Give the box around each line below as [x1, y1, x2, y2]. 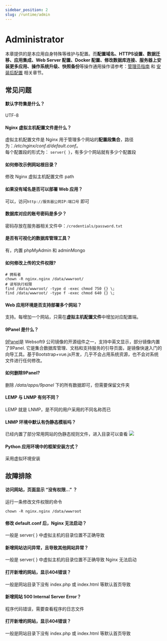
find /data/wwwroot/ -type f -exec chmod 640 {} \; [5, 291, 115, 296]
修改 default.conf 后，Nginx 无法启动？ [5, 520, 87, 526]
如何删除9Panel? [5, 370, 40, 376]
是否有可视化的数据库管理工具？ [5, 235, 71, 241]
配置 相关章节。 [13, 70, 46, 76]
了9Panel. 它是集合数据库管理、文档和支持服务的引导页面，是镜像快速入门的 [5, 345, 162, 351]
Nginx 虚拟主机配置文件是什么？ [5, 124, 71, 131]
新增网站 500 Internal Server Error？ [5, 594, 81, 600]
